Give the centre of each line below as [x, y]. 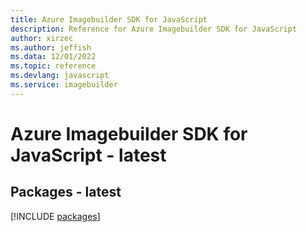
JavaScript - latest [88, 155]
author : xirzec [42, 38]
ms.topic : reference [53, 66]
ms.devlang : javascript [60, 76]
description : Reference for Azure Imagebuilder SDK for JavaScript [154, 29]
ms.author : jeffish [51, 47]
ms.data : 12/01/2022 [53, 57]
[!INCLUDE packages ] [55, 216]
